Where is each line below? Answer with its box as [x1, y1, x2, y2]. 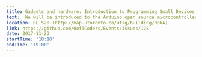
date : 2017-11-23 [6, 31, 50, 37]
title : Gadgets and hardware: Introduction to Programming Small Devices [6, 8, 195, 15]
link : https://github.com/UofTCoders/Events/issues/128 [6, 25, 149, 31]
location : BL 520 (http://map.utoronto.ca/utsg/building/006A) [6, 20, 168, 26]
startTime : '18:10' [6, 36, 55, 42]
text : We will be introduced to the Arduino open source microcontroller [6, 14, 198, 20]
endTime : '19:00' [6, 42, 50, 48]
